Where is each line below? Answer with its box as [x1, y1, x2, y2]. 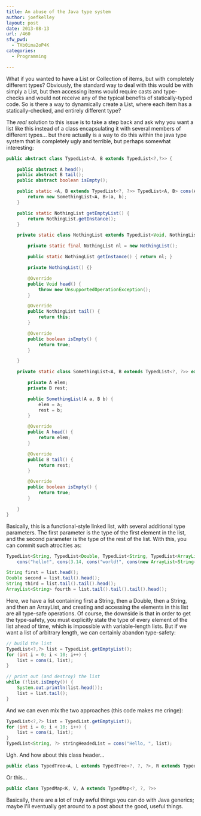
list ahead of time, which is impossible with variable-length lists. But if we [6, 622, 187, 630]
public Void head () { [28, 281, 82, 287]
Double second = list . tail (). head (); [6, 575, 100, 581]
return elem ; [38, 435, 71, 441]
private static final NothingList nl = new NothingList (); [28, 243, 178, 249]
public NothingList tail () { [28, 309, 100, 315]
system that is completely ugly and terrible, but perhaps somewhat [6, 137, 171, 144]
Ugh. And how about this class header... [6, 751, 105, 758]
